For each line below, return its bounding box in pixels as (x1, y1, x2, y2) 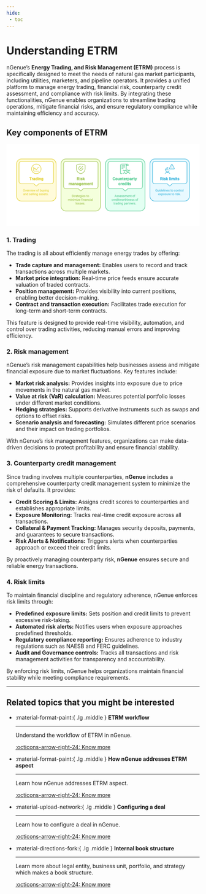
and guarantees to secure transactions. (15, 531, 115, 538)
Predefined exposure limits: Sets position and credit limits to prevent (15, 610, 191, 617)
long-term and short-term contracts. (15, 307, 107, 314)
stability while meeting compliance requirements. (6, 674, 131, 682)
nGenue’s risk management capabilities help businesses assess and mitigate (6, 361, 200, 368)
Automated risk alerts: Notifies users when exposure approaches (15, 623, 183, 631)
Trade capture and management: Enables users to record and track (15, 262, 188, 269)
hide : (6, 10, 20, 16)
